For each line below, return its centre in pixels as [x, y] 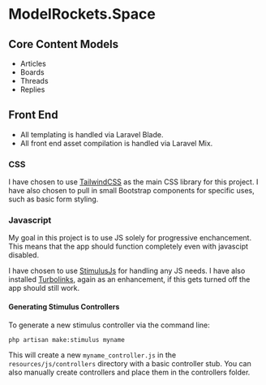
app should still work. [44, 288]
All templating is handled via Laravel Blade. [92, 134]
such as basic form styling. [54, 199]
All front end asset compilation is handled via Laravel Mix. [116, 143]
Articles [33, 63]
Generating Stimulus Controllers [64, 307]
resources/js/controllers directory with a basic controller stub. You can [130, 364]
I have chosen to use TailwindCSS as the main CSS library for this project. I [133, 182]
